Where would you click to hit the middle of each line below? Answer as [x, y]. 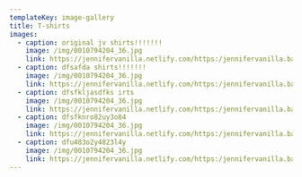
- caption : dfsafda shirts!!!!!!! [82, 68]
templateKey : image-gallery [62, 17]
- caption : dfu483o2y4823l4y [72, 142]
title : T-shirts [40, 26]
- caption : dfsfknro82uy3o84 [72, 117]
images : [24, 34]
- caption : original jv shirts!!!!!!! [90, 42]
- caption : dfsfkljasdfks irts [76, 92]
